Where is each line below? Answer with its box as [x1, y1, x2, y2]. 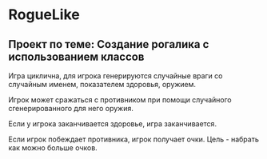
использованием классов [8, 50, 145, 63]
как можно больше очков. [8, 143, 98, 153]
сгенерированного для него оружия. [8, 104, 134, 113]
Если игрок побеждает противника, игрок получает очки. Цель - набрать [8, 134, 260, 144]
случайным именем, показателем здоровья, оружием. [8, 80, 197, 89]
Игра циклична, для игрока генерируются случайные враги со [8, 71, 223, 81]
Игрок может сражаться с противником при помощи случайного [8, 95, 232, 105]
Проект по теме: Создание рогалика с [8, 38, 209, 51]
